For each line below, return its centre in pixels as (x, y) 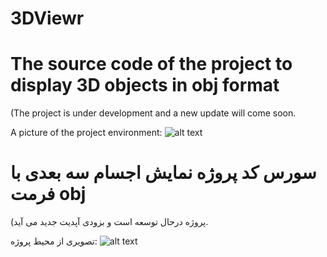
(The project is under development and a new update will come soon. (153, 113)
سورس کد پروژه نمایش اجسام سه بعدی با (163, 173)
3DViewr (47, 18)
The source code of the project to (151, 64)
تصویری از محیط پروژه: (54, 241)
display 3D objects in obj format (145, 85)
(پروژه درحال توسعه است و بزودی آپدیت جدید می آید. (109, 222)
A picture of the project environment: (86, 133)
